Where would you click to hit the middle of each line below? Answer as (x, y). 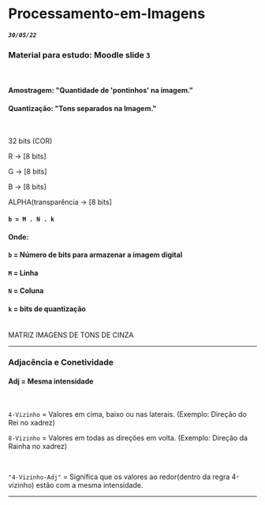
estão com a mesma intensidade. (90, 485)
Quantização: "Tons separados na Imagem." (82, 108)
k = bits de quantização (47, 309)
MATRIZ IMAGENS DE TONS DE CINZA (71, 335)
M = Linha (23, 273)
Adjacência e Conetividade (61, 362)
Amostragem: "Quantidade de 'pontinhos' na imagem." (101, 91)
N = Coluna (26, 291)
